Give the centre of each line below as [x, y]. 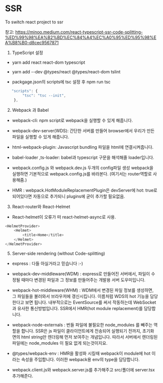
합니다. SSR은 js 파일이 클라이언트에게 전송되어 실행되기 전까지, [81, 331]
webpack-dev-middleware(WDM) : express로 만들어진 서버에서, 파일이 [81, 274]
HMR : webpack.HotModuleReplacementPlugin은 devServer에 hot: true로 [85, 190]
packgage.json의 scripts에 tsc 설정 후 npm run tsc [61, 82]
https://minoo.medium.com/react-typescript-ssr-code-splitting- [79, 32]
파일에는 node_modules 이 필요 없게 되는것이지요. [60, 343]
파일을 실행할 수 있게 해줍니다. [41, 137]
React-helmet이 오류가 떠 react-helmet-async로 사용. [64, 217]
